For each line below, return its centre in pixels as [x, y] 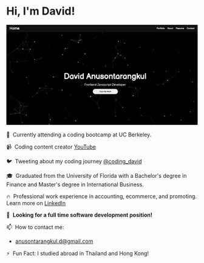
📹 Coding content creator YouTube [51, 147]
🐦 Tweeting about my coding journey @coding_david [74, 161]
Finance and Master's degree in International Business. [75, 184]
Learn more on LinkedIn [36, 203]
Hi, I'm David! [41, 11]
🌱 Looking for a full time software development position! [80, 215]
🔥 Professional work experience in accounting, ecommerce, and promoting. [102, 196]
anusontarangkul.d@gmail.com [54, 241]
